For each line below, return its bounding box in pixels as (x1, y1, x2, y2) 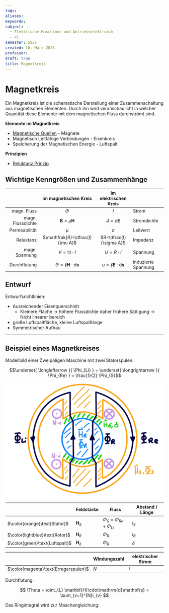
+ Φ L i (103, 523, 114, 530)
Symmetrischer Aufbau (12, 325, 61, 331)
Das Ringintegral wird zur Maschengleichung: (5, 602, 100, 608)
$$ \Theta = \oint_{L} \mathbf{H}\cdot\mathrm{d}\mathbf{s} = (20, 587, 149, 593)
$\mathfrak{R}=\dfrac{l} (42, 234, 92, 240)
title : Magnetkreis (5, 61, 46, 66)
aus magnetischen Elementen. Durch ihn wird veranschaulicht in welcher (5, 106, 156, 112)
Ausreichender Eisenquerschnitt (12, 303, 79, 310)
